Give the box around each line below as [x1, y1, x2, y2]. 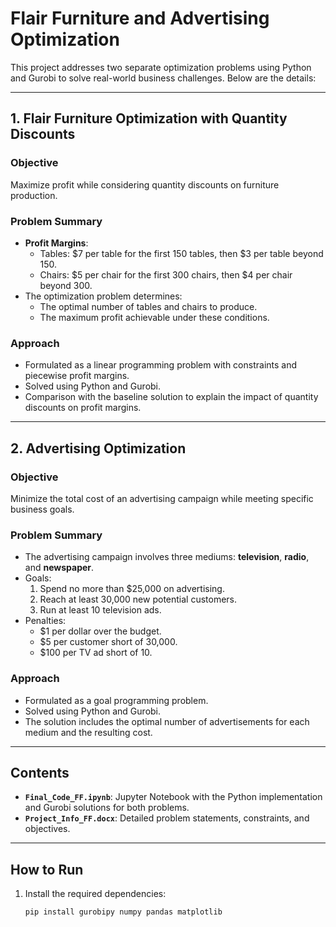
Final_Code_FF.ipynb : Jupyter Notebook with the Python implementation [24, 791, 323, 803]
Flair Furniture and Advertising [10, 7, 270, 30]
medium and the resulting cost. [24, 726, 153, 738]
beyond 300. [39, 279, 93, 291]
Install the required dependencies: [24, 888, 167, 900]
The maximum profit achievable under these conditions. [39, 311, 270, 323]
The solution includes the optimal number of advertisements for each [24, 715, 310, 727]
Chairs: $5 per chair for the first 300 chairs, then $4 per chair [39, 268, 293, 281]
